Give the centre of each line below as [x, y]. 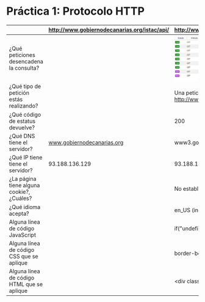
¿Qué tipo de [25, 86]
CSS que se [23, 256]
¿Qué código [25, 114]
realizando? [23, 106]
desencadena [26, 62]
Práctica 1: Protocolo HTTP [76, 11]
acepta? [19, 213]
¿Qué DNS [22, 136]
